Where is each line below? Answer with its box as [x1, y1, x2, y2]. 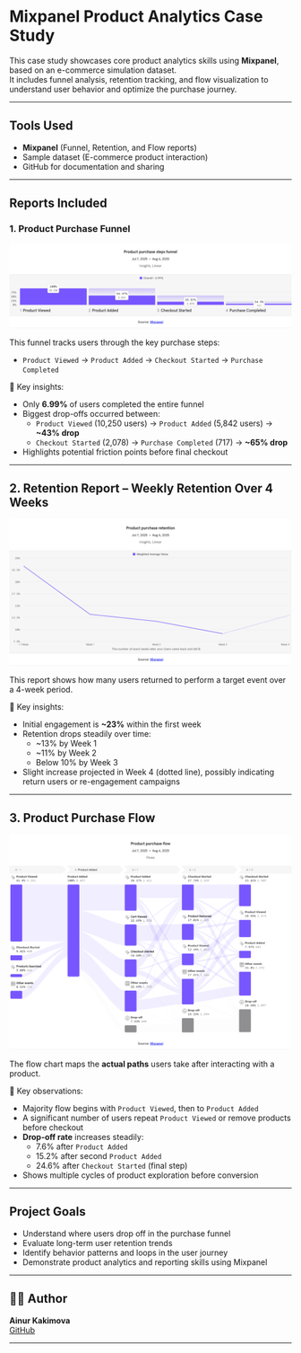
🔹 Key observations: [9, 1085, 83, 1096]
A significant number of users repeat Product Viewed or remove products [21, 1112, 291, 1123]
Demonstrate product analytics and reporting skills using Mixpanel [21, 1256, 268, 1268]
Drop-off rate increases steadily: [21, 1131, 144, 1142]
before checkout [21, 1121, 83, 1133]
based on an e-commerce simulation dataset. [9, 65, 177, 75]
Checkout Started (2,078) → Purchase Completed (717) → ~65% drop [35, 438, 288, 448]
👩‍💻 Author [9, 1291, 68, 1306]
